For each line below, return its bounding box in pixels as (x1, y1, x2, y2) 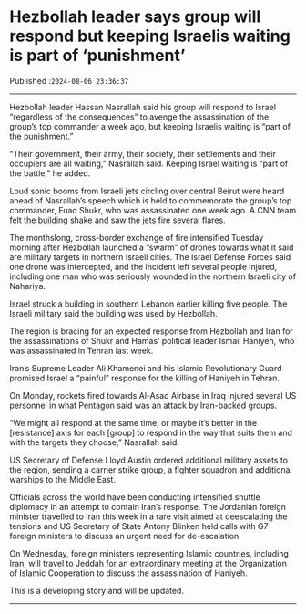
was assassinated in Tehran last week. (9, 345, 154, 356)
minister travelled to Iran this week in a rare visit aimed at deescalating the (9, 511, 288, 522)
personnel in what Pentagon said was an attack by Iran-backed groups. (9, 400, 278, 411)
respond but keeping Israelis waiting (9, 26, 291, 47)
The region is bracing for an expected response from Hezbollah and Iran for (9, 326, 293, 337)
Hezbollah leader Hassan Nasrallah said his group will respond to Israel (9, 101, 276, 112)
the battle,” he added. (9, 167, 91, 179)
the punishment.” (9, 130, 74, 141)
